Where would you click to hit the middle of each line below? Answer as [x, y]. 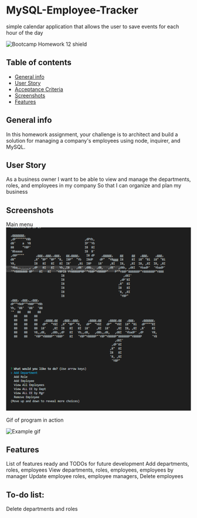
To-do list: [26, 495]
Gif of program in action [35, 420]
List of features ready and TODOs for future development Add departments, [98, 464]
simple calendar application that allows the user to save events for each [93, 26]
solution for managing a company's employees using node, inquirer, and [93, 140]
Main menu [20, 224]
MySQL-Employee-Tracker [72, 10]
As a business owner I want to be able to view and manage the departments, [98, 179]
